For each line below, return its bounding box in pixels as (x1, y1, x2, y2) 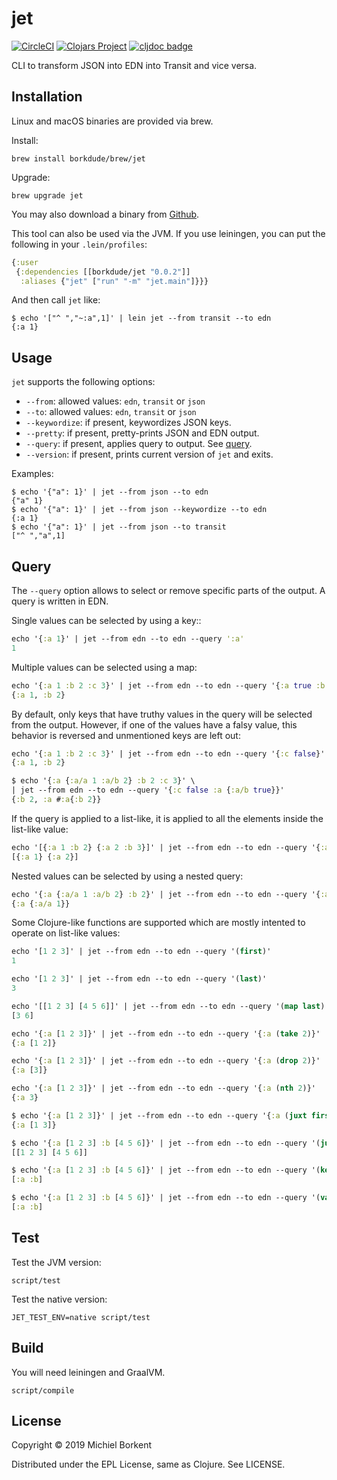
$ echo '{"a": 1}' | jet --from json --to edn (11, 487, 209, 497)
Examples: (11, 468, 54, 480)
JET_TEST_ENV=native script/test (11, 1312, 151, 1322)
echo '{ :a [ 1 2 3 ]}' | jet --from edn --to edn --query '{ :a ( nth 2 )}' (11, 1083, 316, 1094)
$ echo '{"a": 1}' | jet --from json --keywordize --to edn (11, 505, 268, 515)
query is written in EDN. (11, 595, 109, 607)
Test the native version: (11, 1293, 108, 1305)
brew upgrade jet (11, 190, 84, 201)
